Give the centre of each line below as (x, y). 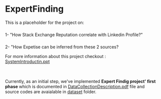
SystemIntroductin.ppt (28, 61)
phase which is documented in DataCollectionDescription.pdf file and (75, 86)
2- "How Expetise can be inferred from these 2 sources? (62, 47)
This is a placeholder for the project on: (45, 22)
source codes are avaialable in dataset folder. (51, 92)
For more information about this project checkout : (56, 56)
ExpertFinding (34, 9)
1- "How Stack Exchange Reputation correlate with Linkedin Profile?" (74, 35)
